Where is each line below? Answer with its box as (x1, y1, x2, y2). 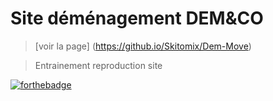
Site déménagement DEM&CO (10, 7, 264, 30)
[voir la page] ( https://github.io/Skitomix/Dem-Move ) (34, 40, 252, 52)
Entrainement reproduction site (34, 59, 163, 71)
